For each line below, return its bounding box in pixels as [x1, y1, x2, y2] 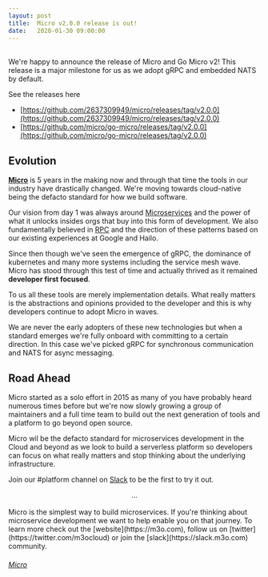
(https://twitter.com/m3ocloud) [8, 533, 110, 542]
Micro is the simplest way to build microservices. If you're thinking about [8, 507, 248, 517]
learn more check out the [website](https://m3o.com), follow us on [8, 524, 228, 534]
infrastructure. [8, 459, 56, 469]
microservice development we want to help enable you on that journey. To [8, 516, 253, 525]
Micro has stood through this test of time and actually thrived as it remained [8, 266, 258, 276]
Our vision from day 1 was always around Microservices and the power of [8, 208, 250, 217]
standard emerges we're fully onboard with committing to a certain [8, 331, 229, 341]
